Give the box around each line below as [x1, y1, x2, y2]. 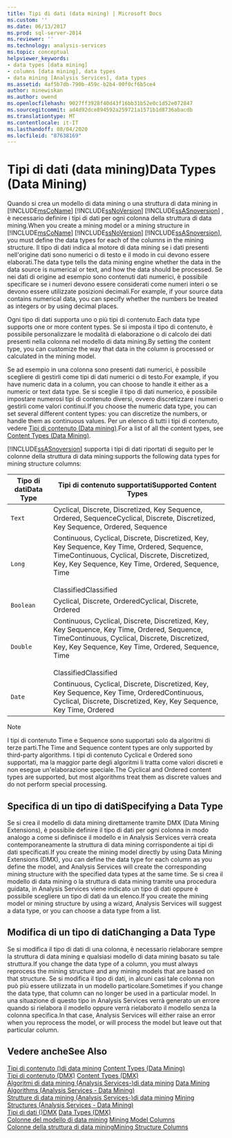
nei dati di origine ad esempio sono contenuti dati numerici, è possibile [7, 273, 209, 281]
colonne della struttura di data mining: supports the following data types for [7, 452, 220, 461]
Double [10, 643, 32, 651]
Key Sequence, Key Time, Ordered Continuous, [52, 688, 204, 697]
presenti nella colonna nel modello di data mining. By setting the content [7, 338, 211, 346]
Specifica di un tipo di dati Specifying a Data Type [7, 800, 223, 812]
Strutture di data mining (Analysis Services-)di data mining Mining [7, 1093, 195, 1101]
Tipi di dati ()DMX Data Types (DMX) [7, 1108, 112, 1116]
